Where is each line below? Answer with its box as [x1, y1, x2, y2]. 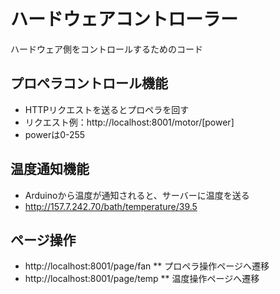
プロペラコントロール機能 [10, 75, 168, 92]
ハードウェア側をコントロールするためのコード [10, 43, 203, 55]
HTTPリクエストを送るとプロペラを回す [24, 103, 190, 115]
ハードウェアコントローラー [10, 8, 239, 31]
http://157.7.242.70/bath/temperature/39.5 [24, 200, 198, 212]
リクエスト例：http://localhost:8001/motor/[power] [24, 116, 235, 128]
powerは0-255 [24, 128, 86, 140]
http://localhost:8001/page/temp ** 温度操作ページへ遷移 [24, 273, 260, 285]
